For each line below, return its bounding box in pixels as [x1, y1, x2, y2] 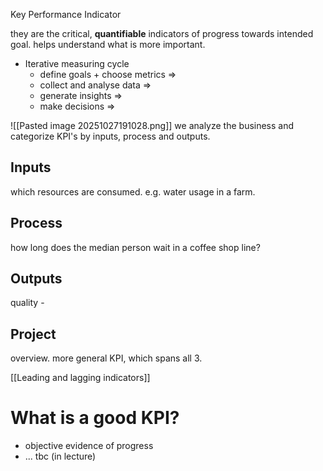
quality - [10, 297, 45, 309]
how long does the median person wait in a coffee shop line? [10, 241, 261, 253]
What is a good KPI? [10, 407, 180, 429]
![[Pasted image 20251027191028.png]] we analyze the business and [10, 120, 295, 131]
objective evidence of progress [24, 440, 154, 452]
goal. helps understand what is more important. [10, 39, 206, 50]
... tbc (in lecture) [24, 450, 97, 463]
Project [10, 325, 57, 343]
